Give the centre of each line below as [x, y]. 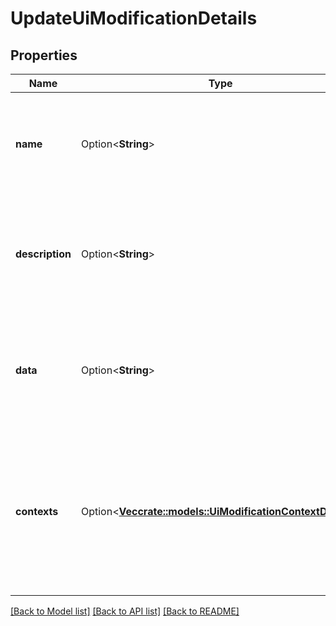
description [43, 254]
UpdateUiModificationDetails [134, 18]
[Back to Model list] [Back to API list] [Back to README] [125, 611]
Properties [44, 55]
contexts [37, 511]
